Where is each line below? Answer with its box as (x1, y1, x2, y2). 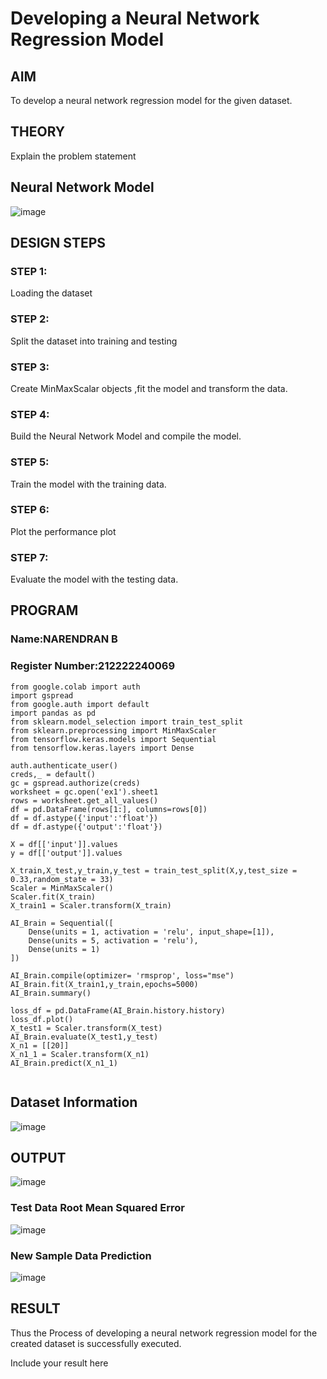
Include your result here (10, 1357, 109, 1369)
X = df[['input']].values (10, 839, 118, 849)
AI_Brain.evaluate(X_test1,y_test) (10, 1032, 159, 1042)
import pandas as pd (10, 708, 97, 718)
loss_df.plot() (10, 1014, 74, 1024)
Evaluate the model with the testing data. (10, 573, 179, 586)
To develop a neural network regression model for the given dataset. (10, 95, 293, 106)
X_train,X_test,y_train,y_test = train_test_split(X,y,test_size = (10, 865, 298, 876)
